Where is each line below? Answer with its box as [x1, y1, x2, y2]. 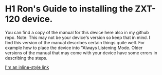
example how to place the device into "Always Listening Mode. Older [5, 45, 143, 50]
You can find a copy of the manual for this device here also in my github [5, 29, 149, 35]
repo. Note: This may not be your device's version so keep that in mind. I [5, 35, 151, 40]
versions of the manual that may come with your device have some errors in [5, 50, 157, 56]
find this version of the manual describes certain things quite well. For [5, 39, 145, 45]
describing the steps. [5, 55, 48, 61]
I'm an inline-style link [5, 64, 49, 70]
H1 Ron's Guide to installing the [5, 3, 133, 14]
